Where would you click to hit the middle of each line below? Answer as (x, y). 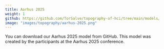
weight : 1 (15, 14)
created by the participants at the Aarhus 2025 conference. (65, 42)
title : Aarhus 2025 (25, 9)
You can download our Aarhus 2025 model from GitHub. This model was (78, 37)
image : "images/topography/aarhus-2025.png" (51, 23)
